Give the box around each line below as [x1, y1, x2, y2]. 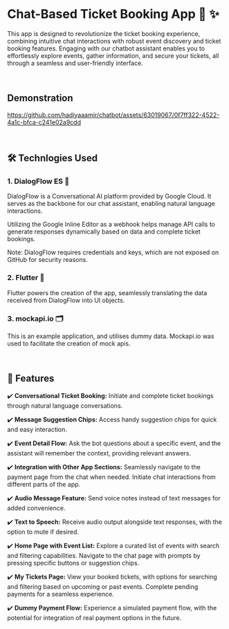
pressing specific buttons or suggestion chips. [7, 558, 140, 567]
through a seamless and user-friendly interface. [7, 59, 143, 67]
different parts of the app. [7, 480, 81, 488]
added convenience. [7, 504, 66, 512]
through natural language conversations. [7, 401, 123, 410]
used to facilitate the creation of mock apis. [7, 339, 131, 348]
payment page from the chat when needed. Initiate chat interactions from [7, 473, 216, 481]
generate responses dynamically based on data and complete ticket [7, 227, 201, 236]
